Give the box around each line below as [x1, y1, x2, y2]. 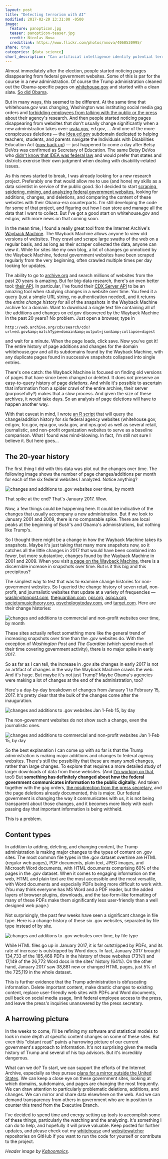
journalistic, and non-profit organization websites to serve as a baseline [5, 427, 153, 433]
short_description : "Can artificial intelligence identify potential [5, 54, 153, 59]
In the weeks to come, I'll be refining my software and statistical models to [5, 1028, 158, 1034]
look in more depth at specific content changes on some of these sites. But [5, 1033, 160, 1039]
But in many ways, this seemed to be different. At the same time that [5, 99, 146, 105]
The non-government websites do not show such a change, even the [5, 717, 147, 723]
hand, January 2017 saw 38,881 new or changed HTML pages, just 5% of [5, 964, 156, 969]
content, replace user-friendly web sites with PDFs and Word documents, [5, 990, 156, 996]
